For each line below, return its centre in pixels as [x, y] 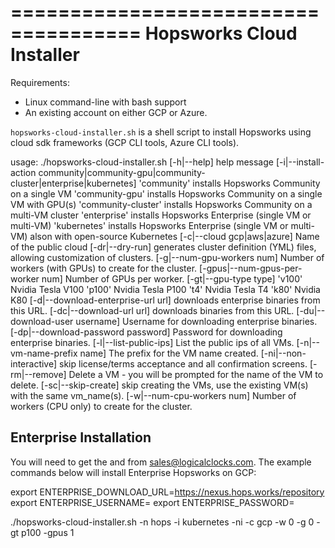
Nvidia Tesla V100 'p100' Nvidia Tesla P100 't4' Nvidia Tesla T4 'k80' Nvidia [165, 289]
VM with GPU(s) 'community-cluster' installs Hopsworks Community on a [161, 204]
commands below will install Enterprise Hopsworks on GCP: [133, 472]
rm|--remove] [38, 374]
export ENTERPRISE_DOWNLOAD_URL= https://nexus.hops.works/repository [167, 492]
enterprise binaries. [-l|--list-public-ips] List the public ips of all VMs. [152, 342]
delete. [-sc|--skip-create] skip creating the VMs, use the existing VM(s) [159, 385]
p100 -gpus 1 [48, 532]
